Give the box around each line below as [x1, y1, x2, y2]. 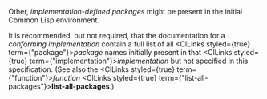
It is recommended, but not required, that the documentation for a [8, 31, 226, 40]
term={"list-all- [159, 73, 208, 82]
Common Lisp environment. [8, 15, 100, 25]
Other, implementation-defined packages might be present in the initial [8, 7, 243, 16]
